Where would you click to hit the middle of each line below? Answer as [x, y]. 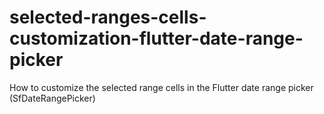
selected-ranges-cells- [108, 17]
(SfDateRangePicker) [52, 98]
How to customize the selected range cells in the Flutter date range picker [161, 87]
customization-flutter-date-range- [156, 38]
